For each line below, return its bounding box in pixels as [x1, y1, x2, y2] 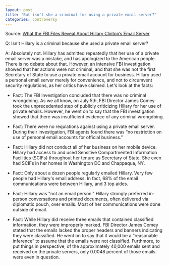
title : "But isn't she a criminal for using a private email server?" [5, 12, 157, 17]
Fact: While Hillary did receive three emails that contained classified [12, 216, 154, 223]
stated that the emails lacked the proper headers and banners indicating [12, 227, 163, 233]
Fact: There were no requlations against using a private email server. [12, 123, 155, 129]
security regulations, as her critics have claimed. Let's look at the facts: [5, 82, 153, 89]
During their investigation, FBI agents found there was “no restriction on [12, 129, 162, 135]
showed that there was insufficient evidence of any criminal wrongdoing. [12, 114, 164, 120]
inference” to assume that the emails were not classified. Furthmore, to [12, 238, 160, 244]
